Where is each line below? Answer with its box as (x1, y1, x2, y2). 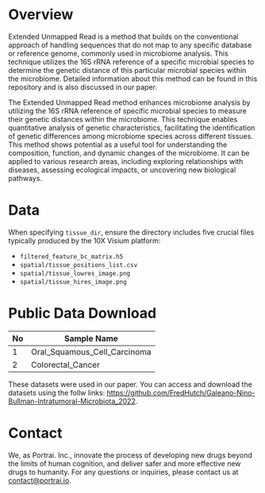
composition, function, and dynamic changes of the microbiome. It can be (8, 148, 250, 158)
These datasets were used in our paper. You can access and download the (8, 379, 252, 389)
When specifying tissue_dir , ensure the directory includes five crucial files (8, 227, 255, 237)
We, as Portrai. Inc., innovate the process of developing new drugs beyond (8, 450, 252, 460)
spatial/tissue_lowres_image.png (19, 269, 131, 277)
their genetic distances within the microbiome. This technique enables (8, 114, 238, 124)
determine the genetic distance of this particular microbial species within (8, 65, 247, 75)
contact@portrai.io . (8, 476, 71, 485)
